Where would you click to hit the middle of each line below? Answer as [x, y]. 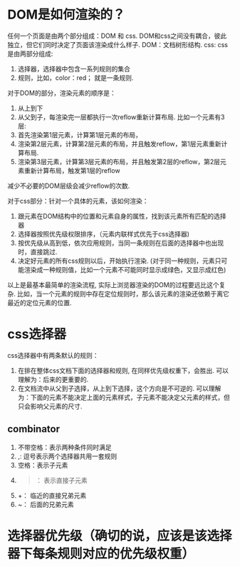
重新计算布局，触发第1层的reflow [72, 170]
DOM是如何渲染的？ [66, 15]
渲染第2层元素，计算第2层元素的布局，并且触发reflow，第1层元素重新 [119, 144]
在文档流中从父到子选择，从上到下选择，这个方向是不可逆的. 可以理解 [119, 388]
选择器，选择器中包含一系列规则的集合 [74, 69]
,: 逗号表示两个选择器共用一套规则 [67, 456]
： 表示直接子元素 [61, 480]
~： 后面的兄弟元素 [46, 504]
